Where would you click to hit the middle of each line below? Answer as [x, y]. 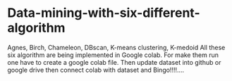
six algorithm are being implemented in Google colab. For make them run [113, 55]
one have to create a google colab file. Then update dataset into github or [114, 62]
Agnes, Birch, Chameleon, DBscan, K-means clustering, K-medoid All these [116, 47]
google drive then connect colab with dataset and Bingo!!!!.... [96, 70]
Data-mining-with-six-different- [104, 13]
